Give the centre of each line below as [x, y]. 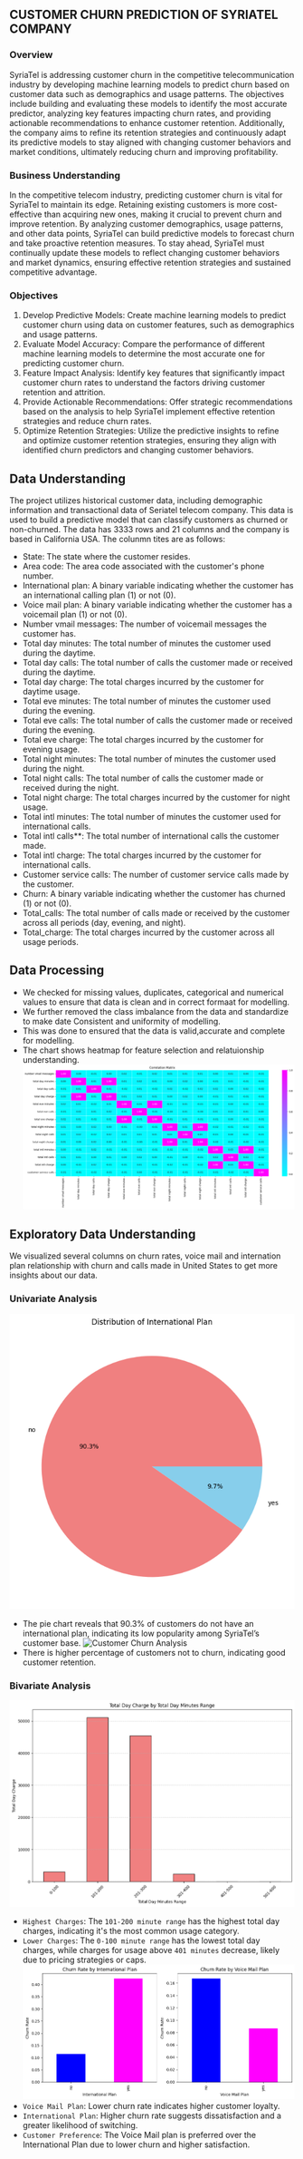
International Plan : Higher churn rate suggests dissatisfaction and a [152, 2115]
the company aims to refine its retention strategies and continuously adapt [148, 132]
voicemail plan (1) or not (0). [75, 615]
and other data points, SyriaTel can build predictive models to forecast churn [152, 233]
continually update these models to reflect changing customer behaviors [145, 252]
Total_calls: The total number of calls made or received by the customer [156, 913]
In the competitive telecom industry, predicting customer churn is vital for [146, 195]
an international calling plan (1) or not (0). [99, 595]
